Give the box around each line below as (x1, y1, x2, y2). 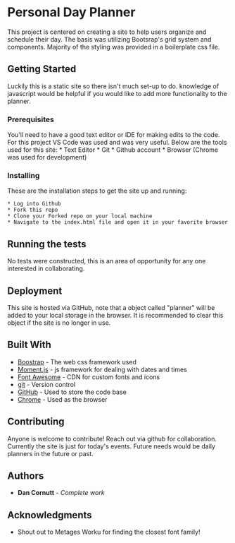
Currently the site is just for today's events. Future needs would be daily (7, 442, 216, 450)
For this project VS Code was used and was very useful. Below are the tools (7, 138, 227, 147)
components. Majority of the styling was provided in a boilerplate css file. (7, 42, 220, 51)
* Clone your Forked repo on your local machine (7, 213, 153, 220)
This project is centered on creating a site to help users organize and (7, 28, 207, 36)
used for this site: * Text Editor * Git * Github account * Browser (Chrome (7, 145, 219, 154)
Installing (7, 170, 40, 180)
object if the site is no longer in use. (7, 318, 111, 327)
